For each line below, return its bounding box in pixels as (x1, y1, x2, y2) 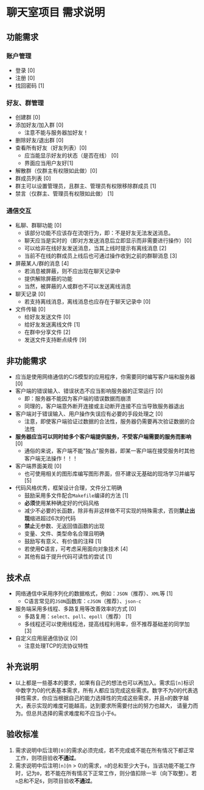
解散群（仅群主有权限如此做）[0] (15, 167, 97, 175)
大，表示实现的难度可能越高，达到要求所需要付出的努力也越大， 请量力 (15, 701, 193, 709)
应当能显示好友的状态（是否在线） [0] (24, 152, 119, 159)
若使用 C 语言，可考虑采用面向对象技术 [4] (24, 545, 128, 553)
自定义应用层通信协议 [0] (15, 634, 78, 642)
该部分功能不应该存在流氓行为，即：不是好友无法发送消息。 (24, 230, 174, 237)
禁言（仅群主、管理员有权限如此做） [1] (15, 190, 114, 197)
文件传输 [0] (15, 306, 46, 313)
